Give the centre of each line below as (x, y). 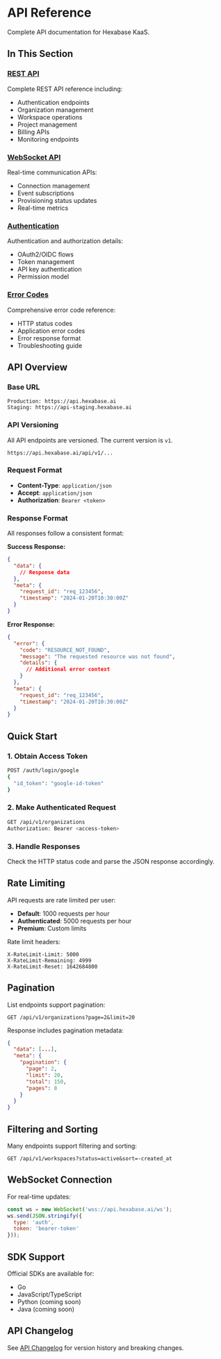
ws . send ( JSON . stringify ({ (44, 1216)
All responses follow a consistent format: (65, 534)
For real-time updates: (39, 1196)
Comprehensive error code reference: (62, 310)
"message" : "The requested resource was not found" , (98, 657)
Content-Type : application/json (65, 485)
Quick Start (32, 736)
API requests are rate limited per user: (62, 900)
